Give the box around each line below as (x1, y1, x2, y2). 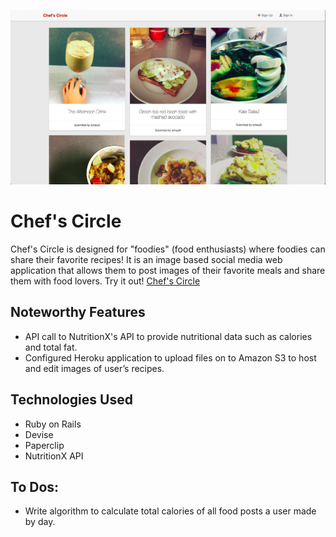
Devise (24, 428, 54, 440)
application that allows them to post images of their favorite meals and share (10, 265, 326, 276)
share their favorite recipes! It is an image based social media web (10, 254, 283, 265)
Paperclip (24, 439, 65, 451)
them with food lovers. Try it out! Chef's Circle (10, 275, 201, 287)
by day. (24, 516, 56, 528)
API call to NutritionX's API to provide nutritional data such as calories (24, 330, 313, 342)
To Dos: (10, 479, 60, 496)
